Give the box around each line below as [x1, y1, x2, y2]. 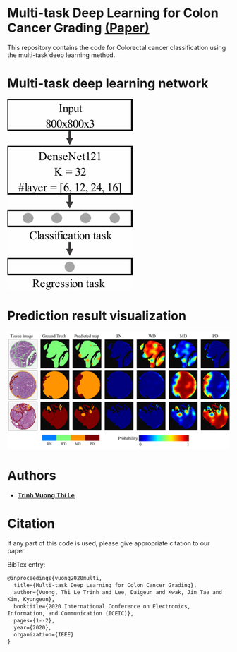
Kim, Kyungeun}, [7, 596, 55, 603]
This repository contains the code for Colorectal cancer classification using [7, 43, 226, 52]
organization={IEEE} [13, 631, 74, 638]
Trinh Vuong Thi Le [17, 491, 75, 499]
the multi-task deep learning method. [7, 51, 116, 59]
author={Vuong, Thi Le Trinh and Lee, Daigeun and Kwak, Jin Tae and [13, 588, 222, 596]
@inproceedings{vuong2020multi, [7, 574, 102, 581]
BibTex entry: [7, 560, 46, 569]
